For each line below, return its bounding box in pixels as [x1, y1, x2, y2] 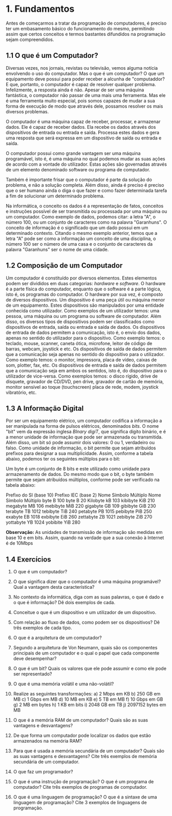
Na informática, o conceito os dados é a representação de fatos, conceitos [6, 203, 164, 209]
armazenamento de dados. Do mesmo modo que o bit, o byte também [6, 471, 154, 477]
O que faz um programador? [13, 769, 73, 775]
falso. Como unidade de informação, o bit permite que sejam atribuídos [6, 445, 156, 451]
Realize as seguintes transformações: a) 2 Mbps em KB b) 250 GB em [13, 691, 161, 697]
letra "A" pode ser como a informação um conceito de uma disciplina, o [6, 235, 156, 242]
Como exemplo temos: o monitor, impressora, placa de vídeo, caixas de [6, 356, 157, 363]
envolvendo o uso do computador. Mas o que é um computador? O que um [6, 70, 164, 76]
